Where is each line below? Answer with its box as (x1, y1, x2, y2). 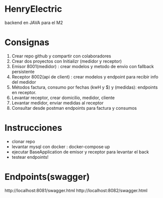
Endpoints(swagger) (4, 172, 90, 182)
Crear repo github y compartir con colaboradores (11, 53, 111, 59)
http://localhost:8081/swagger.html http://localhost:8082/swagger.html (4, 187, 148, 193)
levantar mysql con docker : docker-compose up (11, 144, 110, 149)
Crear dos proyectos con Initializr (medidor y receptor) (11, 58, 122, 64)
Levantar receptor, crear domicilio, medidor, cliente (11, 95, 115, 100)
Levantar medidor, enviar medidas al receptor (11, 99, 104, 106)
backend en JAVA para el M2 (4, 20, 63, 25)
